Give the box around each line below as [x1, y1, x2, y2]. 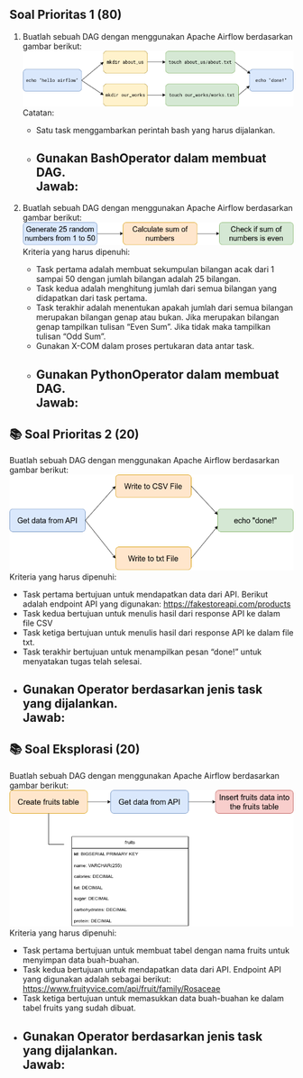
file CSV [22, 617, 53, 628]
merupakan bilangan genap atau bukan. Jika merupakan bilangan [35, 312, 280, 323]
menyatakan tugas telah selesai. [22, 655, 142, 666]
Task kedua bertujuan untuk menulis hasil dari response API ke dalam [22, 608, 281, 618]
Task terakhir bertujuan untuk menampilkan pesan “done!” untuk [22, 646, 262, 657]
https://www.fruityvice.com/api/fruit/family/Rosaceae [22, 983, 221, 994]
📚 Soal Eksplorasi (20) [9, 742, 141, 757]
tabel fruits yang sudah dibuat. [22, 1002, 137, 1013]
